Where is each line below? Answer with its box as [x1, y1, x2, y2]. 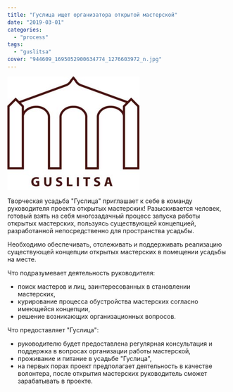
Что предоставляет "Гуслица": [7, 325, 99, 334]
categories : [7, 26, 42, 33]
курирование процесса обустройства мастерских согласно [17, 297, 199, 306]
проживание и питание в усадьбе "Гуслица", [17, 354, 152, 362]
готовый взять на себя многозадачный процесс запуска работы [7, 211, 201, 220]
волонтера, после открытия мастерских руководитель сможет [17, 369, 208, 377]
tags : [7, 41, 23, 48]
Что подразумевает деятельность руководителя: [7, 268, 156, 277]
